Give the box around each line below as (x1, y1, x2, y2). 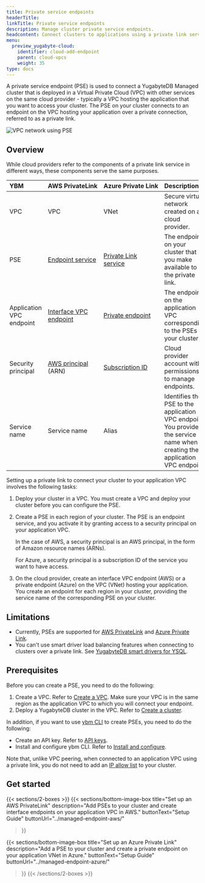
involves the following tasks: (6, 483, 77, 491)
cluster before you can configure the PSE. (15, 502, 121, 509)
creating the (164, 445, 200, 454)
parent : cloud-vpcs (17, 54, 67, 60)
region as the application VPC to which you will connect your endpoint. (15, 700, 194, 707)
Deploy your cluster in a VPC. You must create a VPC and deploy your (15, 495, 191, 502)
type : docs (6, 65, 34, 72)
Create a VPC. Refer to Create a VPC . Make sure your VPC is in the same (15, 693, 198, 700)
